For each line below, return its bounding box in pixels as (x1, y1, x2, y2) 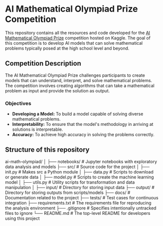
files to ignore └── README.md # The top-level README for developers (5, 210, 151, 216)
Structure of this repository (5, 146, 90, 154)
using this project (5, 215, 40, 221)
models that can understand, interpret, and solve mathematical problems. (5, 77, 152, 83)
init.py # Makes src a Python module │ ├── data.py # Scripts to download (5, 169, 154, 174)
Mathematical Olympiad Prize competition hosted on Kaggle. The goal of (5, 35, 151, 41)
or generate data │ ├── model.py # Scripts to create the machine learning (5, 174, 154, 180)
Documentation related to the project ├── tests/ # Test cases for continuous (5, 194, 159, 200)
